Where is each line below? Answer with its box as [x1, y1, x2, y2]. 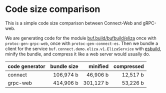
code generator [7, 62, 45, 69]
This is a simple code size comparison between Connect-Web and [5, 20, 142, 26]
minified [88, 62, 109, 69]
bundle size [49, 62, 78, 69]
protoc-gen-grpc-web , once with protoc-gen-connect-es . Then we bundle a [5, 40, 158, 46]
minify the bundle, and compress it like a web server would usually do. [5, 51, 150, 57]
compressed [113, 62, 144, 69]
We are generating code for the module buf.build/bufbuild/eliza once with [5, 35, 156, 41]
